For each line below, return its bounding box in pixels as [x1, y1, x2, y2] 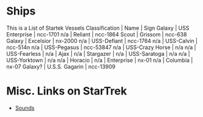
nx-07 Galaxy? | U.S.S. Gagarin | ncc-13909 [6, 62, 115, 70]
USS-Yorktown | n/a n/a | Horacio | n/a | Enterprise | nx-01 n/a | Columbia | [6, 56, 193, 64]
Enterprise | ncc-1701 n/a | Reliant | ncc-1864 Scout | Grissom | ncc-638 [6, 30, 187, 38]
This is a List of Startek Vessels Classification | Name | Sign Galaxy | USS [6, 24, 190, 32]
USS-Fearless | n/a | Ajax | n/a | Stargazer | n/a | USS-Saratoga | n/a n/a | [6, 50, 190, 57]
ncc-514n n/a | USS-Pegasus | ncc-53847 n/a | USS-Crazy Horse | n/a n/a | [6, 44, 196, 51]
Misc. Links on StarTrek [6, 84, 128, 98]
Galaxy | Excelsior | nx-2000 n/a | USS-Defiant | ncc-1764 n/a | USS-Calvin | [6, 37, 198, 44]
